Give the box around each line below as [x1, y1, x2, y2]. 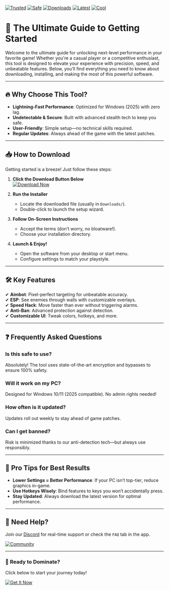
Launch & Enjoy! [12, 240, 47, 246]
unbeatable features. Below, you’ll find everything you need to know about [5, 65, 159, 71]
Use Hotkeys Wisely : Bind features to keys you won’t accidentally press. [12, 488, 164, 494]
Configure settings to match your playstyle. [20, 256, 110, 262]
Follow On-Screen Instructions [12, 216, 78, 222]
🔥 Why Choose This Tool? [5, 91, 88, 99]
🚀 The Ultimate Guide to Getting [5, 23, 140, 34]
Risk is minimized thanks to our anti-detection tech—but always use [5, 439, 146, 445]
